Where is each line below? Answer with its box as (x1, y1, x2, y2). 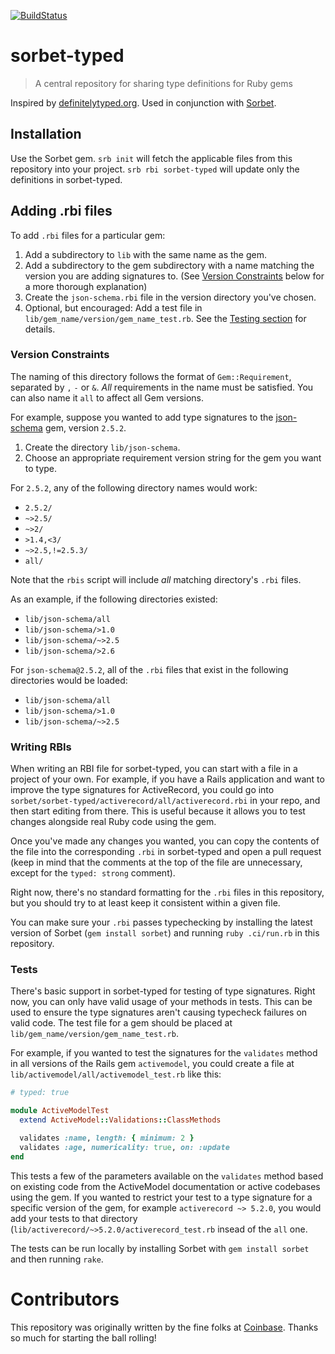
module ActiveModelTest (10, 1106, 110, 1116)
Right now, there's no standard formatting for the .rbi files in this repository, (10, 886, 325, 899)
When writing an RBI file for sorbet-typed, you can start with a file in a (10, 763, 298, 775)
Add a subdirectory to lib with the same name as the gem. (24, 248, 267, 260)
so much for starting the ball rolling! (10, 1331, 157, 1344)
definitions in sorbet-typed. (10, 173, 123, 185)
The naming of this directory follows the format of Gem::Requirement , (10, 370, 292, 382)
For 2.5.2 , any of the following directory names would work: (10, 481, 258, 494)
